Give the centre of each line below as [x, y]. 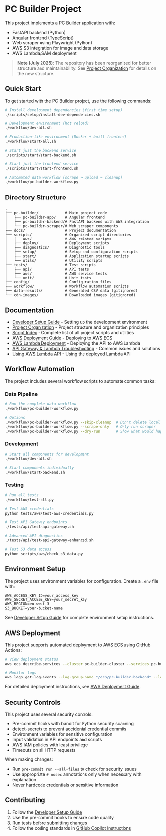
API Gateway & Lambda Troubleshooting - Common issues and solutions [86, 348]
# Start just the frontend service [42, 164]
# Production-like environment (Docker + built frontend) [66, 137]
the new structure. [36, 73]
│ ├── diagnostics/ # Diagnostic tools [55, 248]
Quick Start [23, 89]
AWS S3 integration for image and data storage [60, 48]
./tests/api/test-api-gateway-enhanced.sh [49, 540]
